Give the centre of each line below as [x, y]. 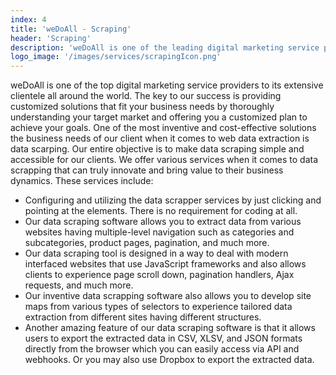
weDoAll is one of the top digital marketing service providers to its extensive [167, 85]
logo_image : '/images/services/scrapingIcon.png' [116, 57]
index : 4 [28, 19]
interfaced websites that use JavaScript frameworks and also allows [165, 264]
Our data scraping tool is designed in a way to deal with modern [156, 253]
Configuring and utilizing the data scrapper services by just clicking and [173, 200]
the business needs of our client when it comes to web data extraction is [160, 138]
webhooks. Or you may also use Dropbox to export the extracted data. [169, 360]
